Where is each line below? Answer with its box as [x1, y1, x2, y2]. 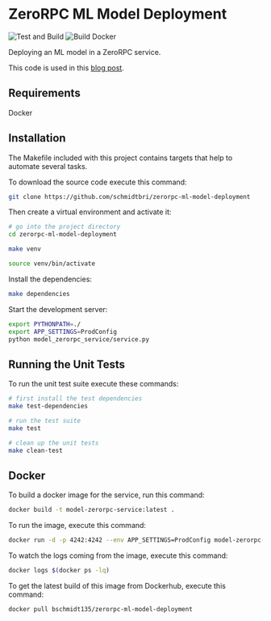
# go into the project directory [8, 223, 121, 231]
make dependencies [8, 289, 70, 298]
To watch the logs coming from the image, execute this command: [8, 551, 228, 560]
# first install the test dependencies [8, 395, 143, 403]
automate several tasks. [8, 161, 88, 171]
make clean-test [8, 446, 63, 454]
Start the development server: [8, 304, 108, 314]
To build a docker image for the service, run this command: [8, 490, 205, 500]
